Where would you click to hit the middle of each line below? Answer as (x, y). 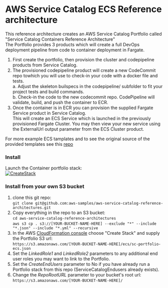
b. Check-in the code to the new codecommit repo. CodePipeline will (83, 97)
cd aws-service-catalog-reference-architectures (64, 218)
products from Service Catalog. (45, 65)
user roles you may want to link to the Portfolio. (61, 259)
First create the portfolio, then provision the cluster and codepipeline (83, 59)
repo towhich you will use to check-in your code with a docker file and (85, 75)
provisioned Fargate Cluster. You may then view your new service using (86, 124)
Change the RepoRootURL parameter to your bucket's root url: (77, 274)
